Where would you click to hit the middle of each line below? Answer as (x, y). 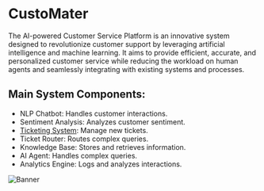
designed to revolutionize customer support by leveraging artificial (117, 44)
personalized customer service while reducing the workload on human (123, 61)
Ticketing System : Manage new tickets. (84, 130)
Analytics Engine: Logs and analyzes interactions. (101, 164)
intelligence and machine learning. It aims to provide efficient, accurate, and (132, 52)
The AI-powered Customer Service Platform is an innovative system (119, 36)
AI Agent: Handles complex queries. (78, 155)
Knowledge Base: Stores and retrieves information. (103, 147)
